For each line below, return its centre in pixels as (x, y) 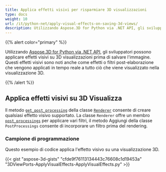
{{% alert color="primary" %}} (36, 42)
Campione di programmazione (42, 138)
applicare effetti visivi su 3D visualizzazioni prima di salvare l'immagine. (78, 57)
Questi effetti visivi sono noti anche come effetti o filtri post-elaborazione (80, 62)
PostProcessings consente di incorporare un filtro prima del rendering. (77, 126)
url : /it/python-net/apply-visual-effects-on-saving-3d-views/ (72, 24)
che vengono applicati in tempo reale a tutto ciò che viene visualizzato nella (82, 68)
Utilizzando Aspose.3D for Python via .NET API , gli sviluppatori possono (78, 52)
